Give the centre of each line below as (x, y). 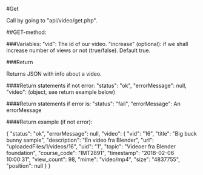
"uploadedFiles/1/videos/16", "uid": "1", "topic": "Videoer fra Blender (91, 147)
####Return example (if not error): (49, 122)
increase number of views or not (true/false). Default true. (78, 50)
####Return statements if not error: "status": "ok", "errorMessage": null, (96, 85)
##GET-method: (26, 32)
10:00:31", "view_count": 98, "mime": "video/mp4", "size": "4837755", (93, 159)
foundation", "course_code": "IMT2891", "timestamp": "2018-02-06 (90, 153)
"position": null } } (28, 166)
